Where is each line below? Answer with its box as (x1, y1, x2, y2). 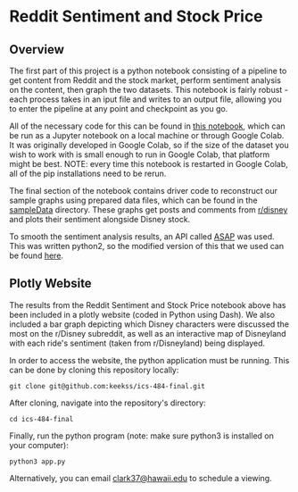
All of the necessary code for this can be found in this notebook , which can (9, 121, 286, 131)
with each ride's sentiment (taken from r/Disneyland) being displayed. (9, 338, 266, 348)
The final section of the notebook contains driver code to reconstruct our (9, 186, 278, 196)
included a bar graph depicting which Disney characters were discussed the (9, 319, 290, 329)
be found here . (9, 250, 64, 261)
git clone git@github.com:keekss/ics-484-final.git (9, 381, 205, 390)
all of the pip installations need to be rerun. (9, 168, 167, 179)
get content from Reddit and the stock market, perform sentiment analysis (9, 75, 281, 86)
